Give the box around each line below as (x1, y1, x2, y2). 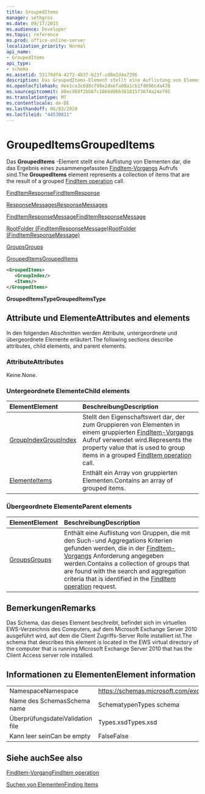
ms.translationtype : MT (6, 94, 67, 100)
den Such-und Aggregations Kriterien (63, 536, 173, 545)
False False (98, 732, 129, 741)
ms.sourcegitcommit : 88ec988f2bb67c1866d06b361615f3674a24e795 (6, 89, 171, 95)
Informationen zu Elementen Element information (6, 669, 196, 680)
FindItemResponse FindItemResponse (6, 189, 100, 197)
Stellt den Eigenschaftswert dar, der (82, 413, 185, 421)
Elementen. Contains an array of (82, 476, 173, 485)
